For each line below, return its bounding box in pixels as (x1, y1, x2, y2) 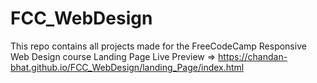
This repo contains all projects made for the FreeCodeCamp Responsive (10, 40, 307, 52)
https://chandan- (218, 50, 288, 62)
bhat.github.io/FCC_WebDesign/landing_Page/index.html (10, 61, 245, 73)
